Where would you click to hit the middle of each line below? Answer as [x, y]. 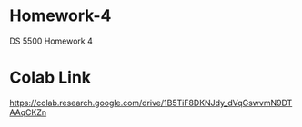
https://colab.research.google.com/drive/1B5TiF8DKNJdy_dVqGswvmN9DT [151, 103]
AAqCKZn [28, 112]
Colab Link [50, 78]
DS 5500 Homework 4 [51, 41]
